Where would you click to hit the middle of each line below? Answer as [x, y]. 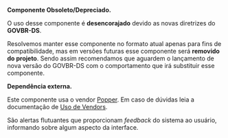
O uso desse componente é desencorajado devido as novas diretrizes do [111, 23]
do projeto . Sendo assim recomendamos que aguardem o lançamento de [111, 58]
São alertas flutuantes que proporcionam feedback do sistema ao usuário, [112, 120]
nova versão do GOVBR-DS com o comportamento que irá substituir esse [111, 66]
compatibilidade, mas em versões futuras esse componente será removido [113, 51]
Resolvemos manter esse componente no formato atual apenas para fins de [114, 44]
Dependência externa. [39, 86]
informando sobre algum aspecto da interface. [73, 127]
